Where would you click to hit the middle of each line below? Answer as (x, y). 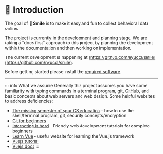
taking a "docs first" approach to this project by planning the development (79, 42)
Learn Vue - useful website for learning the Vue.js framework (73, 136)
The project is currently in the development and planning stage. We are (76, 38)
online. (12, 28)
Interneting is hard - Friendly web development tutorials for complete (81, 126)
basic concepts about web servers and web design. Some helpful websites (80, 96)
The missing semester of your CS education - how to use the (73, 110)
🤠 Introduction (34, 10)
